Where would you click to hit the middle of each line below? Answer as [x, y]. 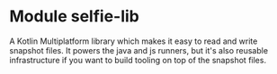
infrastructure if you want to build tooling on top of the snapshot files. [138, 60]
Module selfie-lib [74, 16]
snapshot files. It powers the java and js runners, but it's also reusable [138, 50]
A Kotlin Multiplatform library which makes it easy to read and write [134, 41]
